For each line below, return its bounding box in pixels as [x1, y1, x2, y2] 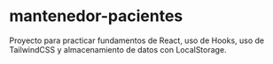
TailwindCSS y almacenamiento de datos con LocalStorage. [9, 44, 228, 54]
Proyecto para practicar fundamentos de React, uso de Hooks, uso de [9, 35, 265, 46]
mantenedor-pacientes [9, 6, 183, 26]
